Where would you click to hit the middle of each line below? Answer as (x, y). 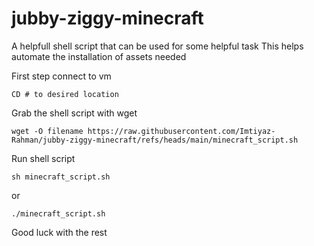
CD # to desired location (65, 94)
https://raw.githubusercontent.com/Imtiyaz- (181, 131)
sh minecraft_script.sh (61, 177)
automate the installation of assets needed (99, 56)
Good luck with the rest (59, 232)
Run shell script (43, 158)
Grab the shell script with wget (74, 113)
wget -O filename (47, 131)
